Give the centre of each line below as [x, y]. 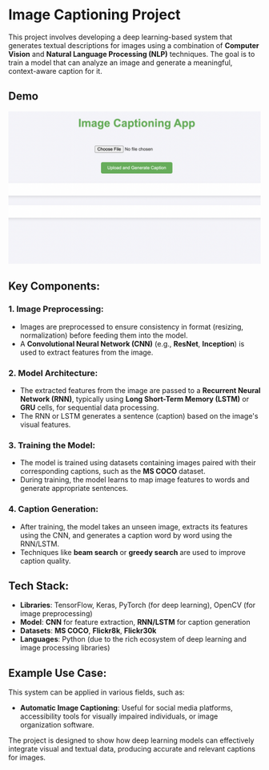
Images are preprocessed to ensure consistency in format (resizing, [132, 326]
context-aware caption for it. [55, 71]
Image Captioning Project [95, 15]
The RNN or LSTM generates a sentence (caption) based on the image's [139, 415]
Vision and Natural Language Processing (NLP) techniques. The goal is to [132, 54]
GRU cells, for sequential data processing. [89, 407]
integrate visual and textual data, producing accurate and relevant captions [132, 749]
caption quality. [45, 561]
